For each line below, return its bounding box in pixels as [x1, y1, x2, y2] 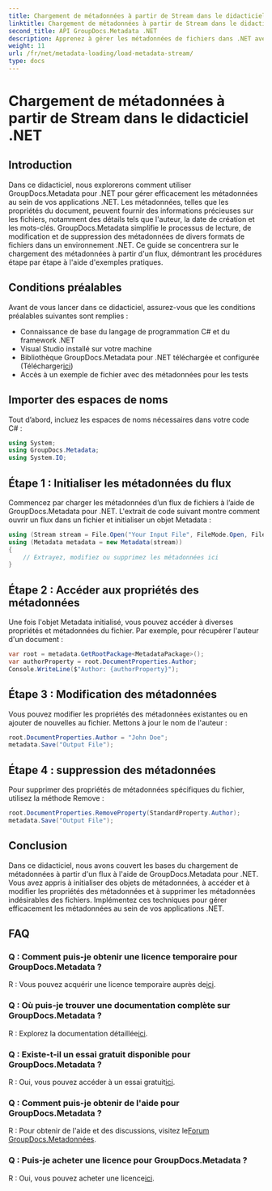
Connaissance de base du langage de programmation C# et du [19, 326, 231, 336]
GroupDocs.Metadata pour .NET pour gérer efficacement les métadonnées [8, 188, 258, 198]
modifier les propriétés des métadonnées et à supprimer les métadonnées [8, 886, 256, 895]
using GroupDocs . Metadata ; [8, 446, 100, 454]
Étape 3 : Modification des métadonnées [8, 687, 217, 701]
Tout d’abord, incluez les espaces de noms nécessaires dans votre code [8, 415, 249, 424]
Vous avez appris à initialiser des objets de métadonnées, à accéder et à [8, 878, 250, 887]
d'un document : [8, 635, 63, 644]
